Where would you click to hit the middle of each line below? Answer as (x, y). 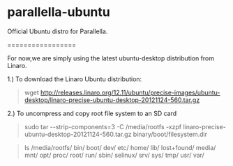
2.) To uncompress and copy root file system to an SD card (92, 113)
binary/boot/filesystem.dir (170, 134)
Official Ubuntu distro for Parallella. (58, 31)
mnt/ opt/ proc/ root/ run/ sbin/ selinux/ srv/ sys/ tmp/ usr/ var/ (114, 155)
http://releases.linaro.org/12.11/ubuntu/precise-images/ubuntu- (130, 92)
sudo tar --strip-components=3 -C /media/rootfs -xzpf (103, 126)
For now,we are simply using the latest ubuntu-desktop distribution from (111, 58)
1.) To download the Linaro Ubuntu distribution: (75, 79)
